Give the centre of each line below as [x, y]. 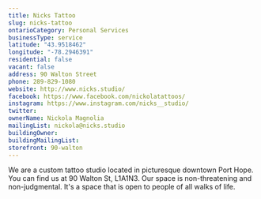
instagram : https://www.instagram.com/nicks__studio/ [99, 103]
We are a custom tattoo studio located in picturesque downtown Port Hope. [131, 170]
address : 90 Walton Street [53, 74]
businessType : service [45, 38]
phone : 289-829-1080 [42, 81]
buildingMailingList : [44, 140]
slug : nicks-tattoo [40, 23]
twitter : [23, 111]
